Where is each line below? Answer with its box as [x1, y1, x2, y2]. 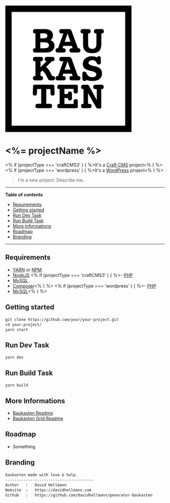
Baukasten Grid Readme [12, 415, 63, 421]
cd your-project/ [5, 322, 42, 327]
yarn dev [5, 355, 24, 360]
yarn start [5, 327, 28, 332]
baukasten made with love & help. [5, 472, 78, 477]
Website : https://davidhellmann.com [5, 487, 92, 492]
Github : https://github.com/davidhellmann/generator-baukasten [5, 492, 153, 497]
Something [12, 443, 35, 449]
